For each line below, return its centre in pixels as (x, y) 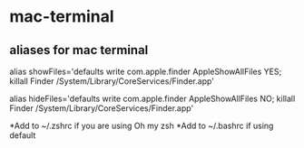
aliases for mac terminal (79, 50)
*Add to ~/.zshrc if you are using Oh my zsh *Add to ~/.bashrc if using (142, 125)
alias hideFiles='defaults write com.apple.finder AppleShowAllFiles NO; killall (152, 98)
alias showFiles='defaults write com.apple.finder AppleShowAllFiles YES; (146, 71)
